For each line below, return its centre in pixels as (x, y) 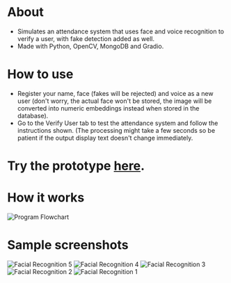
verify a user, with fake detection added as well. (86, 38)
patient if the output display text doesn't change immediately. (105, 138)
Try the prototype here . (76, 166)
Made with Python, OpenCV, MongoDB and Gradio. (90, 46)
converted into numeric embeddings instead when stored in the (108, 108)
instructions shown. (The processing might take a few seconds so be (116, 130)
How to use (40, 74)
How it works (46, 198)
